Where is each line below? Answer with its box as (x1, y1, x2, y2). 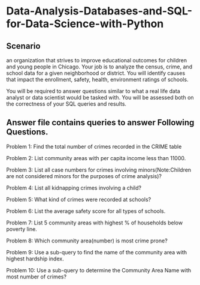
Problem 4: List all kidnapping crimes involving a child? (6, 184, 142, 191)
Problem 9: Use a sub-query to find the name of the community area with (6, 248, 187, 256)
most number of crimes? (6, 273, 67, 280)
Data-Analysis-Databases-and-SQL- (6, 4, 193, 18)
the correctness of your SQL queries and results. (6, 100, 127, 107)
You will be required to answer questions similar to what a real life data (6, 88, 181, 94)
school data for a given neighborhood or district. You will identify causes (6, 70, 186, 76)
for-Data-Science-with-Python (6, 17, 164, 31)
